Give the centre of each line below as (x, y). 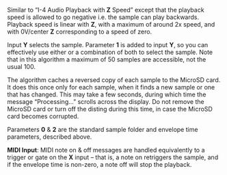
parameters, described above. (50, 137)
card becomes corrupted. (43, 116)
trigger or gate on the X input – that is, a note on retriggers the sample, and (113, 157)
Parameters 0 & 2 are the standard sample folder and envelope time (103, 130)
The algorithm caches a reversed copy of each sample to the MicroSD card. (114, 80)
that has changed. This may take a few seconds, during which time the (107, 94)
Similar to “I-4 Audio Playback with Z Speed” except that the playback (106, 10)
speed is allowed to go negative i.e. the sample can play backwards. (103, 17)
